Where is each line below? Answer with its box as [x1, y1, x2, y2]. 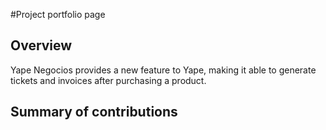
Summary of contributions [10, 104, 178, 121]
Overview [10, 37, 73, 54]
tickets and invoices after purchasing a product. [10, 74, 207, 86]
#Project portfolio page [10, 9, 106, 20]
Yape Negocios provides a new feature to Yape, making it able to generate [10, 64, 317, 76]
